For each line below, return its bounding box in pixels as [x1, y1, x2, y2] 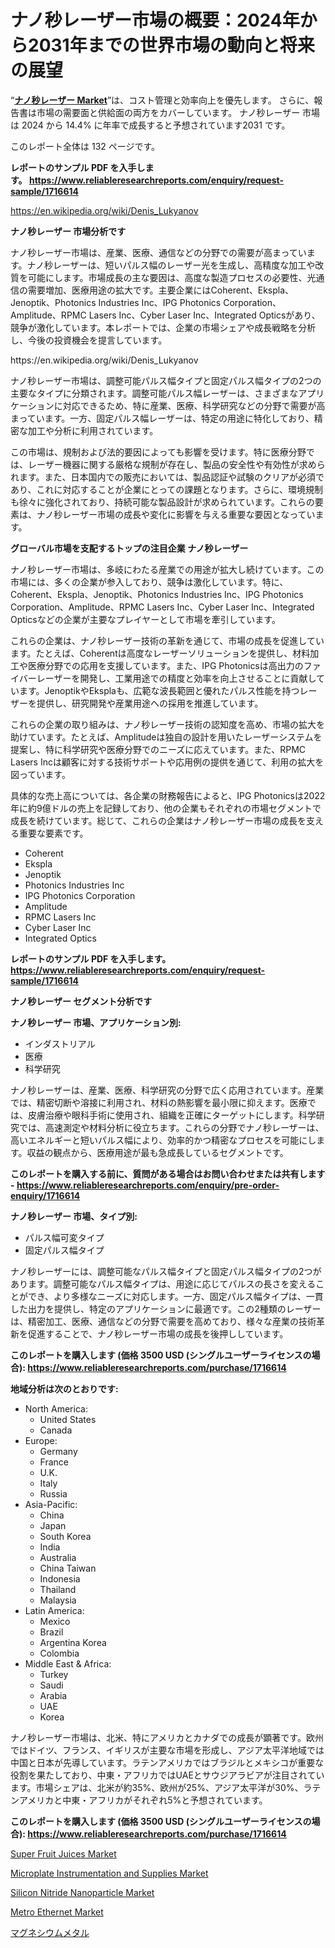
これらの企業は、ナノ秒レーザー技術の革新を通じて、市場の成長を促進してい [10, 634, 325, 646]
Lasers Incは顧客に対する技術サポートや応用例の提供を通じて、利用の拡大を [10, 756, 325, 768]
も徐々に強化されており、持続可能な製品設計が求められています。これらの [10, 496, 315, 508]
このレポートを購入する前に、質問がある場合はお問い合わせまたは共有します [10, 1167, 326, 1180]
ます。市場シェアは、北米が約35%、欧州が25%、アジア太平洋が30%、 [10, 1781, 304, 1793]
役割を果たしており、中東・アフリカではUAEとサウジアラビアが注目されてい [10, 1769, 325, 1781]
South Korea [39, 1530, 92, 1542]
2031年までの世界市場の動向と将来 [28, 34, 315, 57]
